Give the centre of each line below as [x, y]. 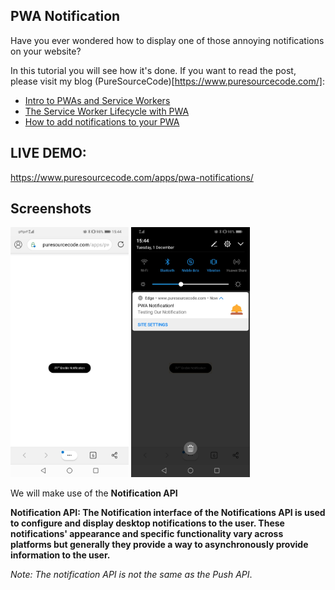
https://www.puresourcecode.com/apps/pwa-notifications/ [132, 177]
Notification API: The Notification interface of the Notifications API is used [168, 513]
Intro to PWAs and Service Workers [97, 100]
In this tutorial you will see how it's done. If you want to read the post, [153, 70]
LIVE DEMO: [48, 153]
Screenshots [51, 209]
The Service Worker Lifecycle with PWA [107, 111]
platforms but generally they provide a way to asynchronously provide [159, 545]
